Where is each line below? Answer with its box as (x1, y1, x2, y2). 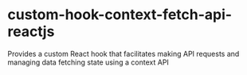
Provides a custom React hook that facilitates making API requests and (7, 49, 240, 58)
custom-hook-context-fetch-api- (7, 6, 233, 24)
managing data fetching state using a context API (7, 57, 169, 67)
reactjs (7, 22, 55, 41)
